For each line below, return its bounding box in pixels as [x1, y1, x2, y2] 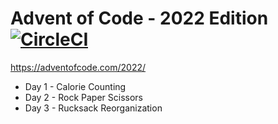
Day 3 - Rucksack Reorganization [24, 102, 163, 114]
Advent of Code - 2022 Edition [10, 7, 269, 30]
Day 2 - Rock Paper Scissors [24, 91, 143, 103]
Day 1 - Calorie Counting [24, 80, 127, 92]
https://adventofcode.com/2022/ [10, 61, 147, 73]
